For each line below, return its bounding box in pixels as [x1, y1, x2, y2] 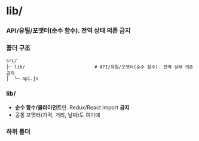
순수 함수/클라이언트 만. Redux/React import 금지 [14, 104, 130, 111]
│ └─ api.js [6, 76, 39, 82]
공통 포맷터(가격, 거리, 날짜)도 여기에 [14, 111, 100, 118]
